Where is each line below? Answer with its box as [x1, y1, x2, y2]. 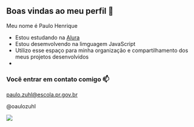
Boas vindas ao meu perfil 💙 [6, 6, 114, 16]
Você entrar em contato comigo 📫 [6, 75, 110, 83]
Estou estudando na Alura [15, 34, 80, 41]
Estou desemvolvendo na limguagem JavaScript [15, 40, 136, 47]
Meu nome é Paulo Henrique [6, 22, 78, 29]
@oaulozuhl [6, 103, 36, 110]
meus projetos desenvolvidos [15, 53, 89, 60]
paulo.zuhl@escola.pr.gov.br [6, 91, 78, 99]
